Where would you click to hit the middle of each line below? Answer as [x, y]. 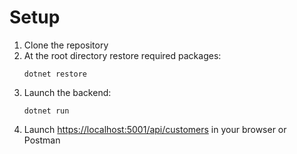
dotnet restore [55, 74]
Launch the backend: [67, 92]
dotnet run [46, 111]
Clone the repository [66, 45]
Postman [42, 140]
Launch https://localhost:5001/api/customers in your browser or [155, 129]
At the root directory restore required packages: [122, 55]
